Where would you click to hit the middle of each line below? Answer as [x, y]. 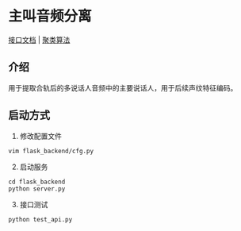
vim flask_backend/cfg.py [51, 151]
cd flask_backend [37, 182]
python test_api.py [40, 219]
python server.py [37, 189]
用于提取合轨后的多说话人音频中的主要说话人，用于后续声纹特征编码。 [123, 87]
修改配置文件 [40, 136]
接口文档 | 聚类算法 [39, 40]
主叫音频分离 [50, 16]
